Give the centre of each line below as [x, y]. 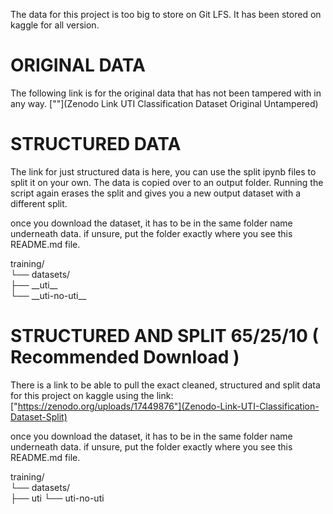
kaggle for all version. [55, 25]
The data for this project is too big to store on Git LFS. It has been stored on [166, 14]
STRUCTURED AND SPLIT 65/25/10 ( [164, 336]
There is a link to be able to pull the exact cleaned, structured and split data [165, 385]
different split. [39, 203]
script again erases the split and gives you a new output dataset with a [155, 193]
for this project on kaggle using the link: [92, 395]
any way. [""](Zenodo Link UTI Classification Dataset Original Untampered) [164, 103]
